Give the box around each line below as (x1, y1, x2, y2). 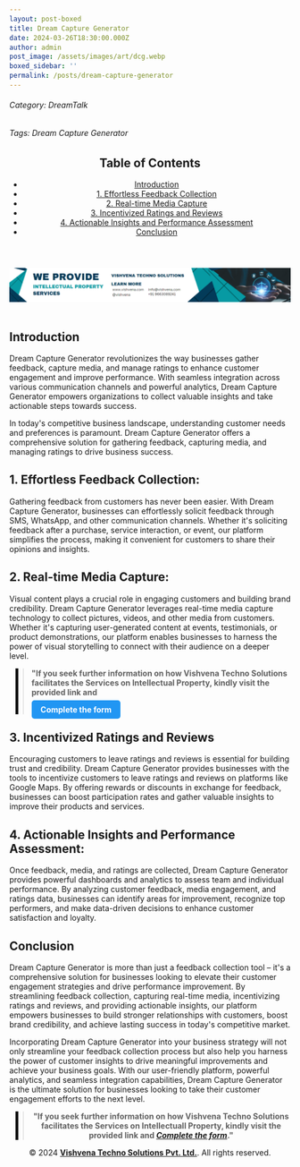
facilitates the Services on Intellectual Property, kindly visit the (30, 677, 271, 688)
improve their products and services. (9, 801, 145, 812)
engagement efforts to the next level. (9, 1094, 146, 1104)
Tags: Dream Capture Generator (9, 128, 129, 139)
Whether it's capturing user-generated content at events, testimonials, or (9, 622, 279, 633)
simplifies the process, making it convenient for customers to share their (9, 533, 276, 545)
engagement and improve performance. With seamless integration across (9, 371, 280, 382)
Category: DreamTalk (9, 99, 88, 111)
